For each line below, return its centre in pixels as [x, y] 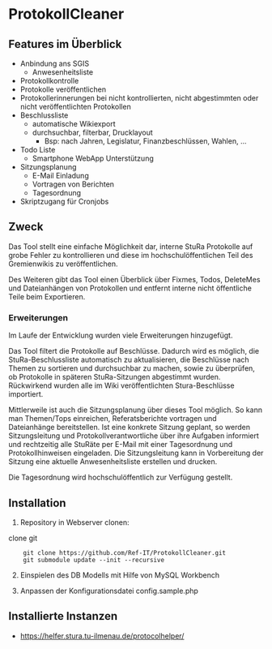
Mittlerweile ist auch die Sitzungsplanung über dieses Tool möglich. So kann [136, 410]
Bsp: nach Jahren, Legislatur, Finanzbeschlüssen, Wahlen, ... [145, 141]
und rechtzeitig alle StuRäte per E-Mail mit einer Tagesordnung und [121, 445]
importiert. [26, 394]
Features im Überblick [65, 44]
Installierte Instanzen [63, 616]
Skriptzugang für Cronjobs [64, 201]
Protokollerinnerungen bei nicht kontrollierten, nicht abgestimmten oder [139, 98]
